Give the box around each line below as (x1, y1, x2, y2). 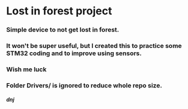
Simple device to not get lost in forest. (6, 26, 120, 34)
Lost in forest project (6, 4, 112, 18)
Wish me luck (6, 65, 47, 73)
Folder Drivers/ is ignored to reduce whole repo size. (6, 81, 162, 89)
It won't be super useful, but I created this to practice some (6, 42, 182, 50)
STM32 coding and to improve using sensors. (6, 49, 142, 57)
